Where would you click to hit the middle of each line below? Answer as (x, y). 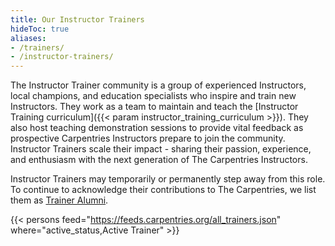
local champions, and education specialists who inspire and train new (153, 96)
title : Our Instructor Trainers (77, 19)
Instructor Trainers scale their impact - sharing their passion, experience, (161, 149)
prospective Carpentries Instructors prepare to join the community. (148, 138)
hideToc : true (40, 29)
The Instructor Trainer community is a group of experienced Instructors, (158, 85)
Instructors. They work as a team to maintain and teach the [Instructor (154, 107)
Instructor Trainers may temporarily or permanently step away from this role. (168, 179)
